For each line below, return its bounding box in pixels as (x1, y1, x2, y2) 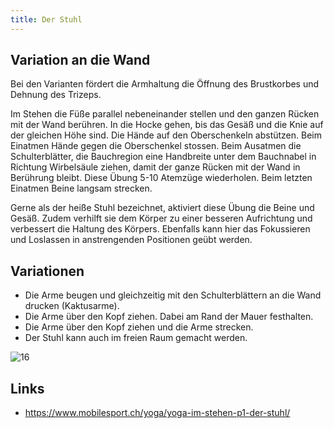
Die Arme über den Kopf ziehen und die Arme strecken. (24, 321, 254, 333)
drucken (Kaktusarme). (24, 300, 120, 312)
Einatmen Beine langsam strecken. (10, 182, 153, 195)
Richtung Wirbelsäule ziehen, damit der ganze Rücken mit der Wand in (10, 161, 301, 173)
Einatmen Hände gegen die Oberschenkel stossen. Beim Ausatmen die (10, 140, 302, 152)
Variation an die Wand (10, 52, 151, 69)
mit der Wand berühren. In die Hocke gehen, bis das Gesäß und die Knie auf (10, 119, 324, 131)
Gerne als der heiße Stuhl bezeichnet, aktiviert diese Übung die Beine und (10, 202, 315, 214)
